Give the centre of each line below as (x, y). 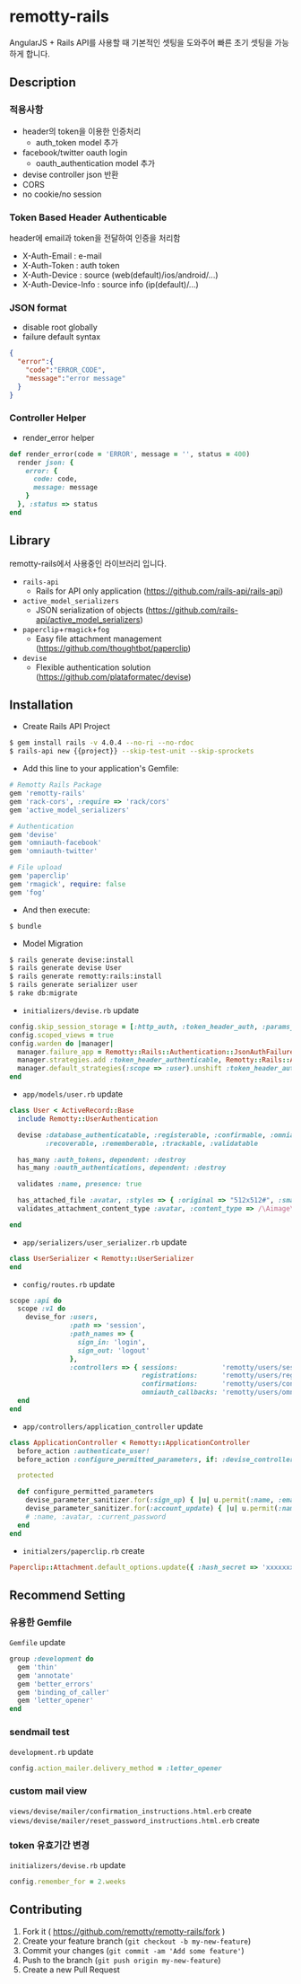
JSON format (38, 307)
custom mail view (48, 1791)
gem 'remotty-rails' (48, 794)
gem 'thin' (38, 1667)
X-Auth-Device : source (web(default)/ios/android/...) (120, 275)
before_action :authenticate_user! (84, 1451)
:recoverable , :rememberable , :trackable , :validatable (151, 1143)
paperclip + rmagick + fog (66, 629)
